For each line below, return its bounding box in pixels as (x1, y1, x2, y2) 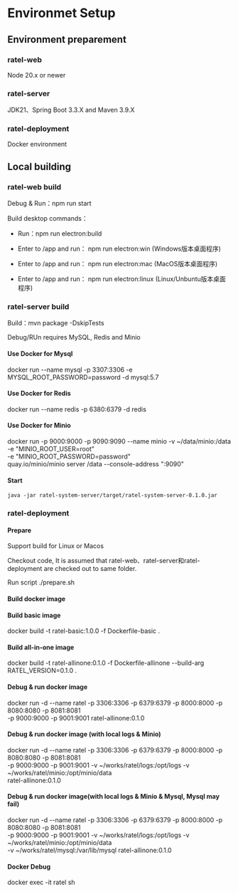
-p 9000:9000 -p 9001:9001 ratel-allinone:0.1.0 (7, 713, 145, 722)
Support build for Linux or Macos (7, 542, 104, 550)
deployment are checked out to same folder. (7, 565, 137, 573)
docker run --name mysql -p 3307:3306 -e (7, 365, 133, 374)
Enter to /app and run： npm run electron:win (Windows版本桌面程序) (17, 244, 222, 253)
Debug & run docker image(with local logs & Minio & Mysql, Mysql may (7, 792, 220, 801)
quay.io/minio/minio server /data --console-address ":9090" (7, 460, 185, 468)
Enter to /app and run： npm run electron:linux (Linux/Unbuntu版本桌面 (17, 275, 226, 283)
